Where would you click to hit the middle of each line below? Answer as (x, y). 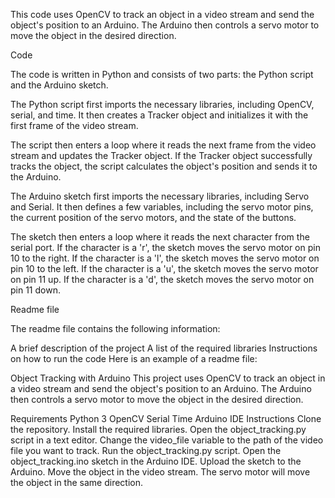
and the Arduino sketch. (59, 85)
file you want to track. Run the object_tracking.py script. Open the (146, 450)
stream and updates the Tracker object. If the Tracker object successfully (161, 155)
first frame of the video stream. (74, 125)
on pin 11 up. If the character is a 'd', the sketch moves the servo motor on (162, 279)
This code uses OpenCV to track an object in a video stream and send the (162, 14)
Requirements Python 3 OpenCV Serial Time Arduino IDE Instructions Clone (166, 418)
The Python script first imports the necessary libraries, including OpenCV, (162, 104)
